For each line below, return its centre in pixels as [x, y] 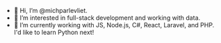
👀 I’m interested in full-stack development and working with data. [107, 18]
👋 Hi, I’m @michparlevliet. [51, 11]
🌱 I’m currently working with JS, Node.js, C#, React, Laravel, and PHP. [114, 25]
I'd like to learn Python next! [54, 32]
